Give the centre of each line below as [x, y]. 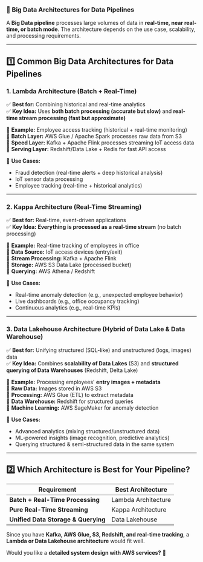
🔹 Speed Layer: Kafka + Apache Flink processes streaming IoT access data [100, 143]
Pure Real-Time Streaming [49, 510]
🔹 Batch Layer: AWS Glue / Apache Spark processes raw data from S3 [94, 136]
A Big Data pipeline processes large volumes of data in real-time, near [95, 23]
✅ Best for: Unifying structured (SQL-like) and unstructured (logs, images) [99, 350]
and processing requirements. [43, 36]
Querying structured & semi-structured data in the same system [94, 444]
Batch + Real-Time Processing [54, 500]
